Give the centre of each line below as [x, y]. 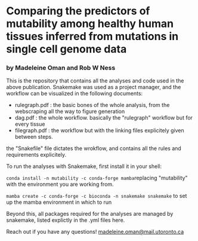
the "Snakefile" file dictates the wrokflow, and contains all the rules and [94, 148]
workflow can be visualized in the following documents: [75, 93]
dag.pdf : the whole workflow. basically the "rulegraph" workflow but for [103, 118]
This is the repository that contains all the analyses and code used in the [95, 81]
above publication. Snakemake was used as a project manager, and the [94, 87]
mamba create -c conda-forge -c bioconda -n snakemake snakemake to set [97, 196]
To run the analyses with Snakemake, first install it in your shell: [84, 166]
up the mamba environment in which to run [59, 202]
